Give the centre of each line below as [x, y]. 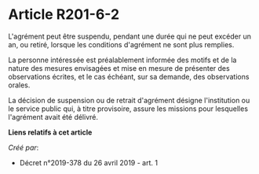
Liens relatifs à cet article [50, 132]
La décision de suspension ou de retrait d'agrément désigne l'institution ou [129, 100]
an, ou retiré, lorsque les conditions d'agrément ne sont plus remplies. [121, 44]
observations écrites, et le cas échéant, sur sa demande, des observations [129, 76]
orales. [19, 85]
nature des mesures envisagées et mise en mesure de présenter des [119, 68]
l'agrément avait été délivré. [53, 117]
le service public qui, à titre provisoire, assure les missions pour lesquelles [128, 109]
